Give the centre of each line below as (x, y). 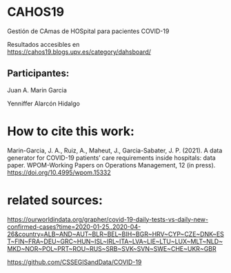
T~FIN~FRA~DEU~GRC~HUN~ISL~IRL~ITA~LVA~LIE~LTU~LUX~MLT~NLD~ (115, 241)
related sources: (55, 200)
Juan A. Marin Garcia (37, 90)
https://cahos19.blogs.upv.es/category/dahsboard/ (79, 52)
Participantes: (38, 73)
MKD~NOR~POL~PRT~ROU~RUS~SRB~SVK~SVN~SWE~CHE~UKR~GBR (112, 248)
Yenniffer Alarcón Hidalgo (44, 103)
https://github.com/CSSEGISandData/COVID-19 (74, 262)
